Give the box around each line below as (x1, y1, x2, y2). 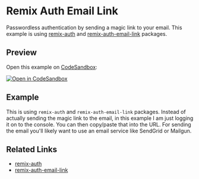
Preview (6, 48, 37, 58)
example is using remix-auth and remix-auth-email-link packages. (6, 30, 168, 37)
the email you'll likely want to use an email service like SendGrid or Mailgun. (6, 127, 192, 134)
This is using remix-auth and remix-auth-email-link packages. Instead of (6, 108, 186, 115)
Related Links (6, 144, 58, 155)
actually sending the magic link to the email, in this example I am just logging (6, 115, 194, 122)
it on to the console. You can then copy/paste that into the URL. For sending (6, 121, 191, 128)
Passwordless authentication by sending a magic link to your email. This (6, 24, 182, 31)
